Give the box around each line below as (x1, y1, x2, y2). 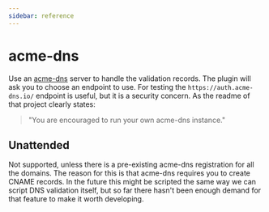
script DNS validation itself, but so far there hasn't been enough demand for (8, 185, 262, 195)
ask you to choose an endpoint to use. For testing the (8, 82, 186, 91)
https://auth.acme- (187, 83, 254, 91)
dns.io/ (8, 92, 35, 100)
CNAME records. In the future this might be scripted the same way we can (8, 177, 257, 187)
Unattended (8, 138, 70, 152)
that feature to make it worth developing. (8, 194, 144, 204)
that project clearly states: (8, 99, 96, 109)
